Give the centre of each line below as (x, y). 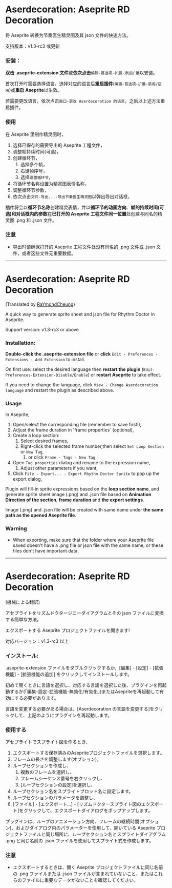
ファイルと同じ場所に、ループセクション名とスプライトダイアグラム (94, 834)
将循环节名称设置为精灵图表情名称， (51, 184)
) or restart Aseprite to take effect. (124, 375)
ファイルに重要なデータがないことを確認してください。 (80, 880)
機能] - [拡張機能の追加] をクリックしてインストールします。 (69, 674)
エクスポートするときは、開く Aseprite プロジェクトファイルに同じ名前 (88, 867)
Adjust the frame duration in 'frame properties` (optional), (73, 430)
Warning (16, 528)
